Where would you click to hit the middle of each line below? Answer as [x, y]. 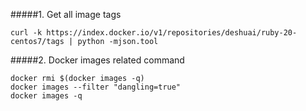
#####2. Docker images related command [97, 60]
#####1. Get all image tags [66, 14]
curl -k [26, 33]
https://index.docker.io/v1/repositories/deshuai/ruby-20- [172, 33]
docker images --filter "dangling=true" [96, 87]
